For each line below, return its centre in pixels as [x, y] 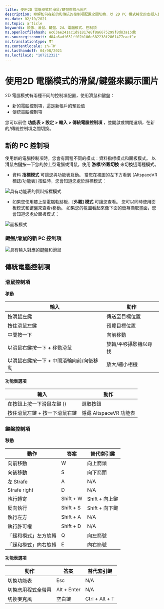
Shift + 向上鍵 [103, 499]
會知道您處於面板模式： [36, 214]
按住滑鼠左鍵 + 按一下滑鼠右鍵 [42, 413]
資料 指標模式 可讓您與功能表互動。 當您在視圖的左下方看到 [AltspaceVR [85, 175]
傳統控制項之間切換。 [32, 128]
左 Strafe [18, 482]
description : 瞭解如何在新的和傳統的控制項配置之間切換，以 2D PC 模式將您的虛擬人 [81, 14]
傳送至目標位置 [124, 317]
